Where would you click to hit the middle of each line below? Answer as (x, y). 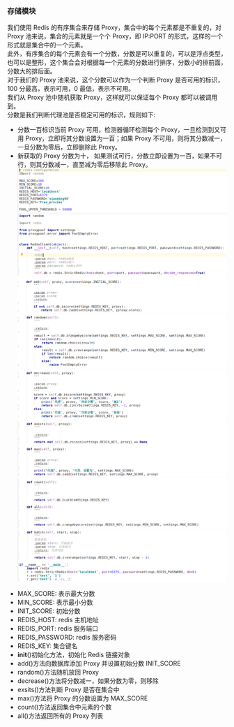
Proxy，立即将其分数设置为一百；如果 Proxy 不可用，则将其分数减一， (126, 138)
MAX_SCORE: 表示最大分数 (56, 593)
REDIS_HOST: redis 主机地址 (58, 619)
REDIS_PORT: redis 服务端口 (58, 628)
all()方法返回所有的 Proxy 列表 (60, 715)
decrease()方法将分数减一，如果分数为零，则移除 (88, 681)
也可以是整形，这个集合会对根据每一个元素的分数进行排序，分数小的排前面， (117, 63)
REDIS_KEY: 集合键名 (47, 646)
